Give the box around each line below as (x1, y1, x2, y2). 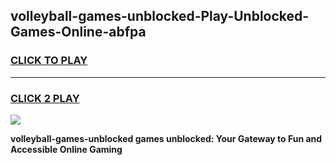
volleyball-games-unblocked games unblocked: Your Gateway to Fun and (10, 132, 323, 144)
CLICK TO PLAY (10, 54, 88, 68)
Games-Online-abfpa (10, 24, 147, 41)
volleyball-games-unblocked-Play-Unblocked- (10, 8, 310, 25)
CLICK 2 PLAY (10, 91, 80, 105)
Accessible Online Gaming (10, 143, 123, 155)
